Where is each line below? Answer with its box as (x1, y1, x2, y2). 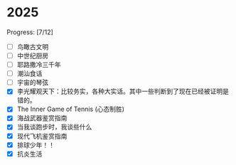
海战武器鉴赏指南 (16, 114, 68, 122)
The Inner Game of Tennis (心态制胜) (16, 105, 125, 114)
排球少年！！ (16, 140, 55, 149)
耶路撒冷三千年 (16, 60, 61, 69)
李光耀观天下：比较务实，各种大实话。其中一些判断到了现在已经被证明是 (16, 87, 229, 96)
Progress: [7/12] (6, 28, 54, 36)
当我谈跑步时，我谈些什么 (16, 122, 92, 132)
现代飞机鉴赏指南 (16, 132, 68, 140)
